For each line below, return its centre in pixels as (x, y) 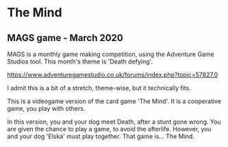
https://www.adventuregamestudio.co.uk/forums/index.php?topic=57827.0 (113, 75)
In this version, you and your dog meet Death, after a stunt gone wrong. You (114, 122)
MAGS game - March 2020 (65, 38)
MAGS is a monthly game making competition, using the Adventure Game (111, 54)
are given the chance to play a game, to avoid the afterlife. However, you (109, 129)
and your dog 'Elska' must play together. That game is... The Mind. (101, 136)
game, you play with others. (46, 108)
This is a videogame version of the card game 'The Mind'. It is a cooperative (114, 101)
